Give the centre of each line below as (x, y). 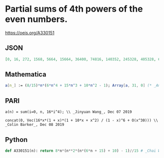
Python (16, 140)
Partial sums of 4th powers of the (74, 9)
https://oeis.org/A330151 (30, 33)
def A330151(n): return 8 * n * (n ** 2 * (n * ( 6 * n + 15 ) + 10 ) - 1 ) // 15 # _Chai (81, 151)
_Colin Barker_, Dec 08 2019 (35, 125)
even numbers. (36, 19)
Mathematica (26, 75)
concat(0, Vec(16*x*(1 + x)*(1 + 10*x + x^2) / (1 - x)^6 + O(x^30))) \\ (82, 121)
